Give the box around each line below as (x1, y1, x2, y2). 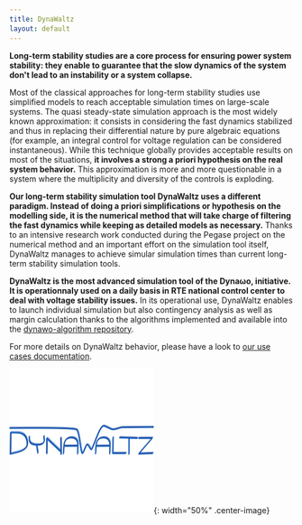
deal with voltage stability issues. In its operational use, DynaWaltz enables (9, 295, 293, 305)
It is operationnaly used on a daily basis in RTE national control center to (9, 285, 286, 295)
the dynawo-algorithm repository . (9, 323, 134, 334)
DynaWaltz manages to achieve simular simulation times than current (9, 248, 266, 259)
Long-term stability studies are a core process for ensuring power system (9, 50, 292, 61)
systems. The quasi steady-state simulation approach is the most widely (9, 106, 278, 117)
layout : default (9, 23, 70, 33)
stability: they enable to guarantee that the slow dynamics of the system (9, 60, 287, 70)
